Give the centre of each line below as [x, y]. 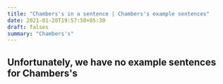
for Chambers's [42, 73]
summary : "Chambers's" [41, 34]
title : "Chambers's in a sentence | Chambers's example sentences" [109, 14]
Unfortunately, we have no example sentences [112, 62]
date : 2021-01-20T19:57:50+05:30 [56, 20]
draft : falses [28, 27]
